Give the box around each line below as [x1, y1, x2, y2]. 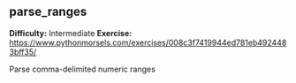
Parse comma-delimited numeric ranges [9, 64, 156, 74]
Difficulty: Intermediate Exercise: [9, 27, 133, 38]
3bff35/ [9, 46, 37, 57]
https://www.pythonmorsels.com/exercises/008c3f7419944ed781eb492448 [9, 37, 287, 48]
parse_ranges [9, 4, 87, 19]
